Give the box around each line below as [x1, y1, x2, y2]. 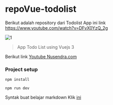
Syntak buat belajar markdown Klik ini [5, 95, 82, 101]
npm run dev [5, 86, 29, 91]
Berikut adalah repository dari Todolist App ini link [5, 20, 106, 26]
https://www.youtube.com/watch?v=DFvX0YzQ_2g [5, 25, 108, 31]
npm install [5, 77, 29, 82]
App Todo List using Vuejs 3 [17, 44, 75, 50]
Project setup [5, 66, 38, 72]
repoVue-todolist [5, 3, 77, 15]
